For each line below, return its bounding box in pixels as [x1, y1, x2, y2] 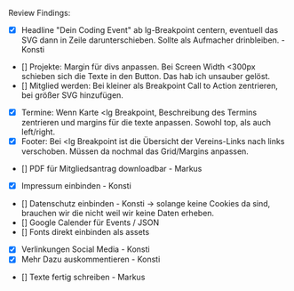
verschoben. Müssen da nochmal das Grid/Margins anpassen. [20, 146, 250, 157]
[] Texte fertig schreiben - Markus [20, 271, 146, 283]
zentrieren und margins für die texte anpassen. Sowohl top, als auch [20, 117, 272, 128]
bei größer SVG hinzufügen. [20, 90, 123, 101]
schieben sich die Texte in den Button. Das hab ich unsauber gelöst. [20, 71, 271, 82]
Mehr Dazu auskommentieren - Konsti [20, 254, 161, 265]
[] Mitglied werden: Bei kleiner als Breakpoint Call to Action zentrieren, [20, 80, 279, 92]
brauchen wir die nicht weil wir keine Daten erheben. [20, 208, 215, 219]
